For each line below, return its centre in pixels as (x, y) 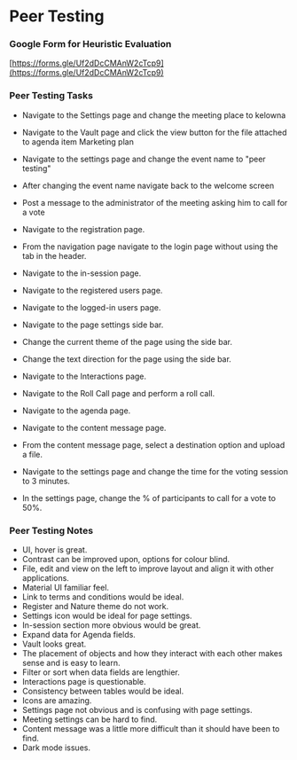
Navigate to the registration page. (83, 229)
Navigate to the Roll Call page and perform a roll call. (118, 393)
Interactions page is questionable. (84, 682)
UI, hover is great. (55, 550)
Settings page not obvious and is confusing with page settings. (137, 710)
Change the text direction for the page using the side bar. (127, 359)
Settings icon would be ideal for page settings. (107, 616)
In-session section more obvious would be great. (111, 625)
